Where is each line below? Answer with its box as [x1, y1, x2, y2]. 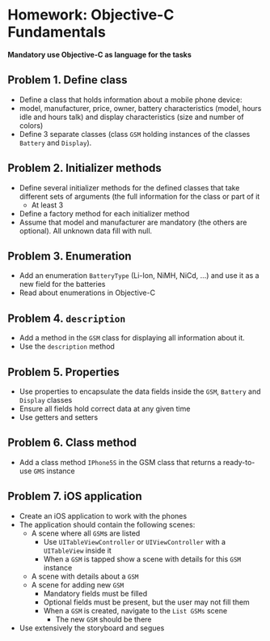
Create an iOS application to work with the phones [19, 511, 188, 520]
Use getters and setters [19, 412, 99, 422]
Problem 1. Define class [7, 73, 128, 87]
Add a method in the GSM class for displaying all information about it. [19, 333, 246, 343]
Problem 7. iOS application [7, 489, 142, 503]
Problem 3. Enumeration [7, 249, 132, 263]
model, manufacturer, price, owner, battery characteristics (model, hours [19, 103, 262, 113]
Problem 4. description [7, 311, 126, 325]
